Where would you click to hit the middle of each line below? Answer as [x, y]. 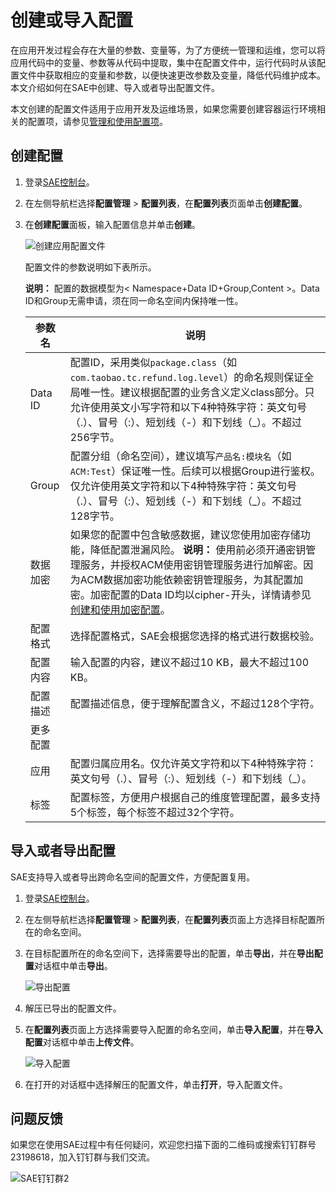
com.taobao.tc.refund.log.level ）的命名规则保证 [187, 377]
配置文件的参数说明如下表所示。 [90, 267]
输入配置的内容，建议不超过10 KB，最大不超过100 [189, 662]
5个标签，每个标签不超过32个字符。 [154, 812]
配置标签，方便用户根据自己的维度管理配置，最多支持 [195, 797]
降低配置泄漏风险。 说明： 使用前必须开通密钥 [198, 549]
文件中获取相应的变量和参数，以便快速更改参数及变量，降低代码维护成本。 [172, 75]
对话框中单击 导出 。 [73, 965]
